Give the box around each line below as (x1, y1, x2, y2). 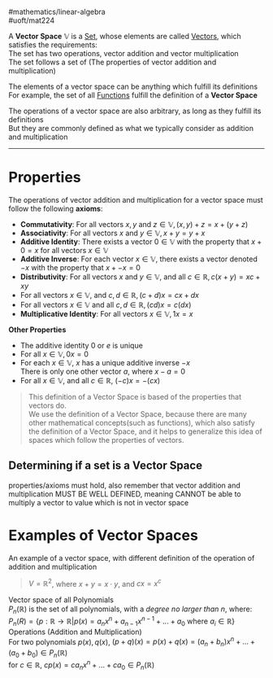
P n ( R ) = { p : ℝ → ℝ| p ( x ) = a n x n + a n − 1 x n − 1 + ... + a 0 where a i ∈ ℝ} (8, 615, 236, 628)
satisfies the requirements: (8, 40, 97, 50)
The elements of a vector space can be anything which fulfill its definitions (8, 81, 258, 91)
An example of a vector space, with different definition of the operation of (8, 553, 255, 562)
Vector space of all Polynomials (8, 595, 114, 605)
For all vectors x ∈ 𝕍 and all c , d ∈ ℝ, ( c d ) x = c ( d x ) (19, 300, 192, 309)
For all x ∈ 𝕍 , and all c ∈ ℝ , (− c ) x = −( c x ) (19, 375, 161, 385)
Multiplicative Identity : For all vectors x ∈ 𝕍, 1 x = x (19, 308, 193, 318)
